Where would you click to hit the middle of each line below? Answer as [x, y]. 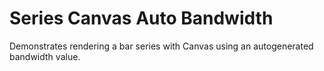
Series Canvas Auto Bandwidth [141, 18]
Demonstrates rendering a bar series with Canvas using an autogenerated [161, 46]
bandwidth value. [45, 56]
